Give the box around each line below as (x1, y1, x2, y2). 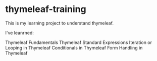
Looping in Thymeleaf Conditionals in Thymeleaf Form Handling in (5, 44, 143, 50)
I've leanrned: (5, 29, 34, 35)
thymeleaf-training (5, 3, 87, 15)
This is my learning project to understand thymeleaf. (5, 20, 114, 26)
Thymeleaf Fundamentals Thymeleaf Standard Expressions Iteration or (5, 39, 152, 45)
